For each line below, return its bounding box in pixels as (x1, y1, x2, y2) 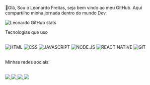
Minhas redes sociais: (5, 59, 50, 65)
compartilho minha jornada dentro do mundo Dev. (5, 10, 107, 16)
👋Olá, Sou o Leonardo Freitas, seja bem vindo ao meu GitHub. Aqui (5, 5, 143, 10)
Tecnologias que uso (5, 29, 48, 35)
